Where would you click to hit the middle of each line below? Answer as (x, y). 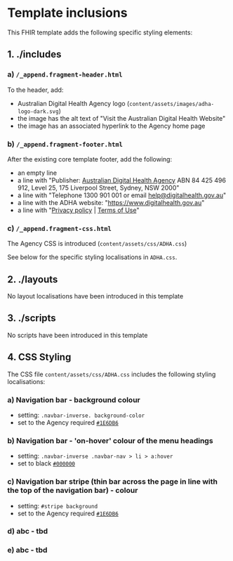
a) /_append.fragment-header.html (65, 74)
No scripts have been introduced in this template (78, 335)
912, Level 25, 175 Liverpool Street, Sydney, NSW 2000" (98, 187)
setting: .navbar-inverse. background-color (81, 415)
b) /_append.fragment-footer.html (65, 144)
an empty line (37, 173)
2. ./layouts (33, 279)
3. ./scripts (32, 318)
